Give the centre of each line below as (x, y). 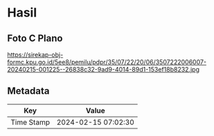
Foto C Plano (35, 38)
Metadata (28, 91)
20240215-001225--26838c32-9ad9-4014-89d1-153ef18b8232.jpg (103, 69)
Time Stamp (30, 122)
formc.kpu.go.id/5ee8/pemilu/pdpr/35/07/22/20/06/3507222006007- (107, 62)
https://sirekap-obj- (35, 55)
